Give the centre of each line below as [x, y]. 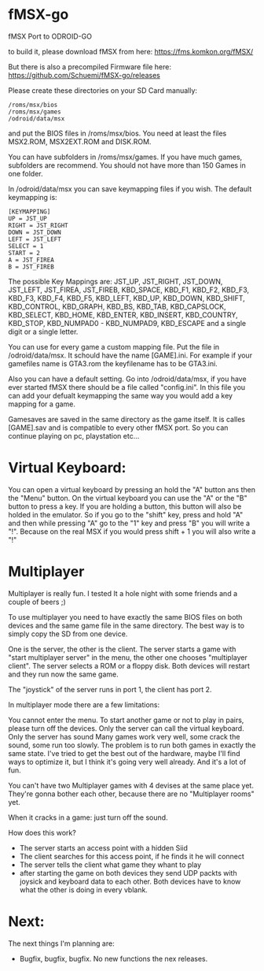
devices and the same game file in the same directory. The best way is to [126, 625]
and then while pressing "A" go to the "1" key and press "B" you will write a [129, 523]
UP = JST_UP [27, 218]
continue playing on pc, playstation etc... [74, 435]
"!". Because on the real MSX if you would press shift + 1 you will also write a [132, 531]
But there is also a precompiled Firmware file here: [90, 67]
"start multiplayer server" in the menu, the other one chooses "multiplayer [128, 657]
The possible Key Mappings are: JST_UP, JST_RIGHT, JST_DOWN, [115, 281]
